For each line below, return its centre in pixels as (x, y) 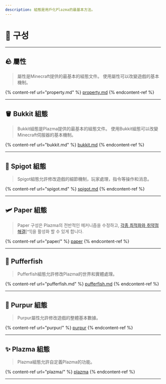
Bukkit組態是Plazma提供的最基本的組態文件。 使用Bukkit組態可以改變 (88, 129)
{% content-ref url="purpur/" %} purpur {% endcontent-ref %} (69, 328)
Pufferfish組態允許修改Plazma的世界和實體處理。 (67, 274)
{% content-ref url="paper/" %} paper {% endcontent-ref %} (67, 241)
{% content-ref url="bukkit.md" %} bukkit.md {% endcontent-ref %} (75, 145)
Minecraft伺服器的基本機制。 (46, 135)
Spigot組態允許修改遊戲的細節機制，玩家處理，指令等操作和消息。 (84, 179)
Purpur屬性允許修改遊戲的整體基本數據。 (59, 318)
